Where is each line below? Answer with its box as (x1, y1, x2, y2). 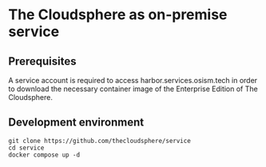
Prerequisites (8, 54, 77, 68)
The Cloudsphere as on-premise (8, 6, 228, 24)
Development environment (8, 116, 145, 129)
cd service (8, 144, 45, 152)
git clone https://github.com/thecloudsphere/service (8, 137, 192, 145)
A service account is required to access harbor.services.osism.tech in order (8, 76, 258, 85)
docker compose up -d (8, 150, 81, 159)
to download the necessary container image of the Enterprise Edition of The (8, 84, 258, 93)
